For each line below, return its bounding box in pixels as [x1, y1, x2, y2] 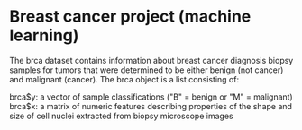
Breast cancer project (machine [9, 6, 252, 27]
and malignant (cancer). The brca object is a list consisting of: [9, 74, 240, 84]
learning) [9, 25, 79, 46]
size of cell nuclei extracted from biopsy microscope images [9, 110, 233, 121]
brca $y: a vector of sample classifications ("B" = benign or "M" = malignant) [9, 91, 293, 102]
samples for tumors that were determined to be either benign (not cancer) [9, 65, 284, 75]
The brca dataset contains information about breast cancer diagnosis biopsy [9, 55, 294, 65]
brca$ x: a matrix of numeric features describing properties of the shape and [9, 100, 293, 111]
